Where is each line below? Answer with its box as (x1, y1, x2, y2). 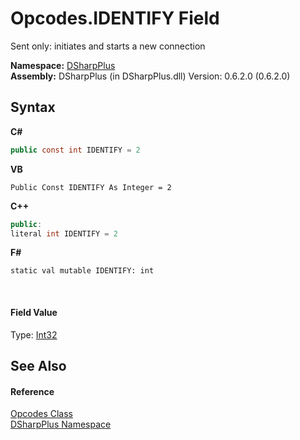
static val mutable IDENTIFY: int (10, 266, 155, 276)
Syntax (10, 99, 56, 116)
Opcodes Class (10, 408, 73, 420)
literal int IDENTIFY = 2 (10, 228, 118, 239)
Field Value (10, 306, 58, 318)
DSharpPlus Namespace (10, 418, 112, 431)
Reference (10, 385, 55, 397)
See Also (10, 357, 67, 374)
